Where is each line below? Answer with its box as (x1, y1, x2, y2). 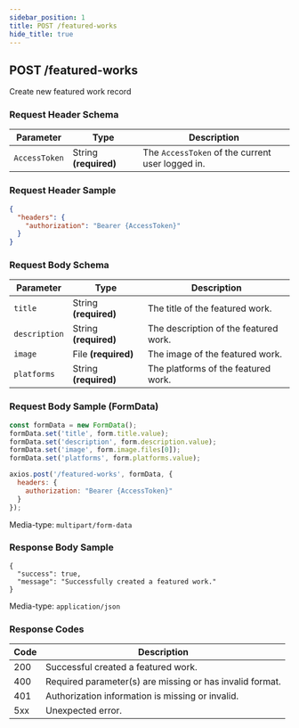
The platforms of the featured (147, 363, 271, 375)
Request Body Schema (9, 259, 109, 272)
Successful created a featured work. (45, 661, 198, 674)
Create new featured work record (9, 86, 132, 97)
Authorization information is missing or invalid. (45, 690, 239, 702)
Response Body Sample (9, 541, 114, 553)
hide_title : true (9, 29, 74, 38)
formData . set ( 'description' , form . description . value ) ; (9, 438, 217, 446)
